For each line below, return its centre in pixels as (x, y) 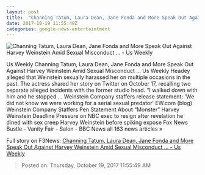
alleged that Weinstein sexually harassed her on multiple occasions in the (99, 77)
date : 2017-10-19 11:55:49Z (42, 23)
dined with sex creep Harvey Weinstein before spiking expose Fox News (97, 123)
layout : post (23, 12)
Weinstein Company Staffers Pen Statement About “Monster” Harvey (93, 109)
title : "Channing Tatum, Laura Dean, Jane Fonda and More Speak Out (97, 18)
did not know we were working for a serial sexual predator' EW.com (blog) (99, 103)
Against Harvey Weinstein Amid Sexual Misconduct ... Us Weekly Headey (98, 71)
